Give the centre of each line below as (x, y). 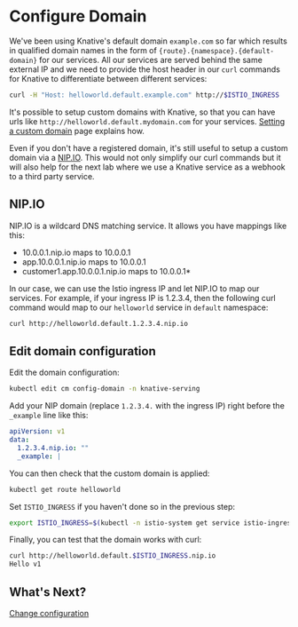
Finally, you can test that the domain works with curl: (106, 540)
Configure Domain (78, 16)
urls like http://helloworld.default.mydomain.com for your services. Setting (147, 121)
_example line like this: (49, 416)
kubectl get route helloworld (65, 489)
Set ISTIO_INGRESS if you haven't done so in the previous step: (122, 506)
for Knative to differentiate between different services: (108, 78)
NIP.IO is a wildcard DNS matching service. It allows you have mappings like (148, 226)
